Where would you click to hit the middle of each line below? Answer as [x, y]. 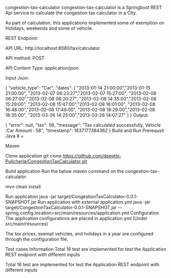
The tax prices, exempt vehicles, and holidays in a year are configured [79, 234]
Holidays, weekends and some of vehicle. [49, 28]
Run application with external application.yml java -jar [94, 202]
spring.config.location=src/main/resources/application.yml [67, 213]
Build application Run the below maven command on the [65, 171]
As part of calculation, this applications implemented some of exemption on [85, 23]
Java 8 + [15, 136]
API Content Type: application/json [42, 68]
